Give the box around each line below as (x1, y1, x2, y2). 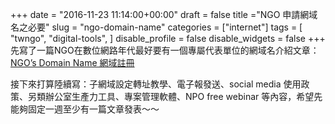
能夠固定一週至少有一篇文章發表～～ (10, 103, 160, 115)
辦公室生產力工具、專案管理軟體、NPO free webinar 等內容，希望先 (44, 91, 323, 102)
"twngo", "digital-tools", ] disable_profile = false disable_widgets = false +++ (10, 33, 326, 44)
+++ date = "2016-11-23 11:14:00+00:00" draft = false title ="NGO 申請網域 (10, 9, 318, 20)
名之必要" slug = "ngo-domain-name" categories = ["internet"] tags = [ (10, 21, 303, 33)
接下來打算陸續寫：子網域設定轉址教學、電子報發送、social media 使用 (10, 78, 302, 90)
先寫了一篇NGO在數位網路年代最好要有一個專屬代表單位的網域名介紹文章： (10, 44, 320, 56)
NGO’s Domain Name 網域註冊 (10, 57, 135, 68)
